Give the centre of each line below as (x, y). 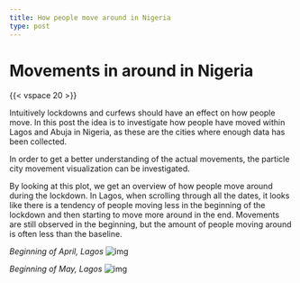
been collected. (38, 141)
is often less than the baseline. (66, 234)
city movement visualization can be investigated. (100, 169)
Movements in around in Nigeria (132, 71)
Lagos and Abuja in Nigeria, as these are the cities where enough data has (147, 132)
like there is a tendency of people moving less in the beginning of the (137, 205)
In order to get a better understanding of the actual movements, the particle (150, 160)
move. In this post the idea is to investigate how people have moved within (147, 123)
